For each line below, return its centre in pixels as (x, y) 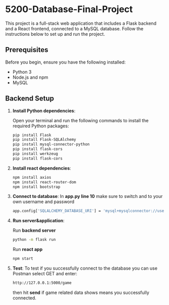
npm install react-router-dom (44, 182)
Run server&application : (38, 221)
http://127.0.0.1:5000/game (42, 283)
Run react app (27, 249)
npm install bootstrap (36, 187)
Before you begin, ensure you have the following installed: (66, 62)
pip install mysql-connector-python (51, 144)
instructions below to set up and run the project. (55, 34)
